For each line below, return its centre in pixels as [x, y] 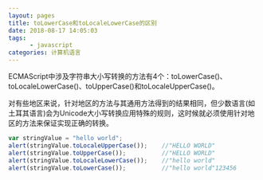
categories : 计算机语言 [45, 53]
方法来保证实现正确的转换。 [67, 123]
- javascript [51, 45]
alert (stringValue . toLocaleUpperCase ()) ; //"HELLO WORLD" [112, 145]
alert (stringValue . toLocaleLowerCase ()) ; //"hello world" [112, 160]
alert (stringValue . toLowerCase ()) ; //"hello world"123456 [123, 168]
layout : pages [32, 16]
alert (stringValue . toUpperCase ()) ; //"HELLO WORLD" [112, 153]
